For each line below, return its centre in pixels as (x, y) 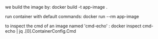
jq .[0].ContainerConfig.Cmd (47, 31)
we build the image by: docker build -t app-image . (56, 7)
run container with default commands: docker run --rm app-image (72, 16)
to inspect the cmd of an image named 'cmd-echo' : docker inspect (73, 26)
